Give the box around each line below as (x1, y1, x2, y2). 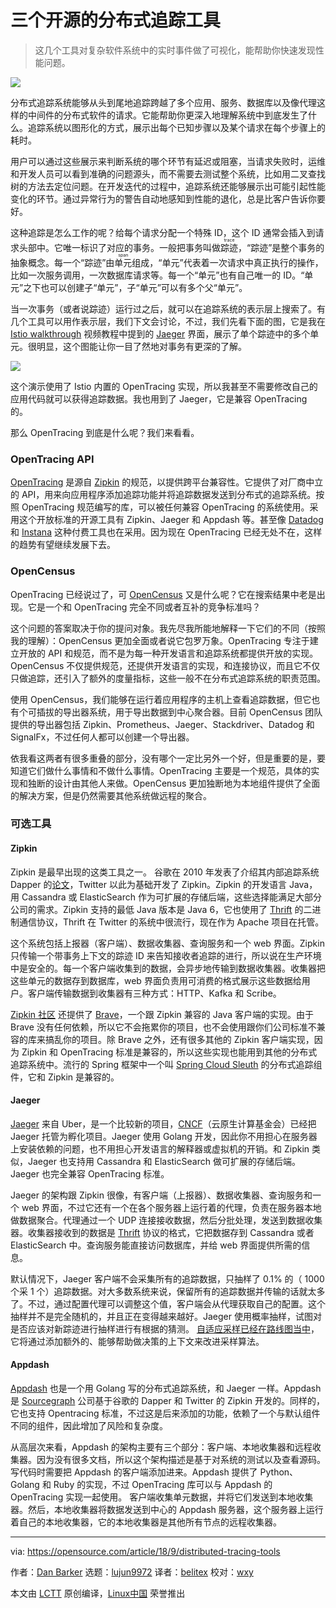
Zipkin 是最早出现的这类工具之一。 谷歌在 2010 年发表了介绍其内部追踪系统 (10, 866, 320, 878)
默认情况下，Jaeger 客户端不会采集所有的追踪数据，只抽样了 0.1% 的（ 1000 (10, 1272, 325, 1285)
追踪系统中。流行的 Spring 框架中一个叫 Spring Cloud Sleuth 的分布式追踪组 (10, 1058, 323, 1070)
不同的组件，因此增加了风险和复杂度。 (10, 1420, 168, 1432)
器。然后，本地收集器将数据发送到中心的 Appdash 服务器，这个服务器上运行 (10, 1504, 324, 1516)
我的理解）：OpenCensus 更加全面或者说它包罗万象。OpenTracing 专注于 (10, 634, 310, 646)
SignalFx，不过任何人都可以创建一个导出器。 (10, 731, 195, 743)
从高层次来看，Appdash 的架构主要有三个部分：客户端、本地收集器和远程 (10, 1441, 313, 1453)
